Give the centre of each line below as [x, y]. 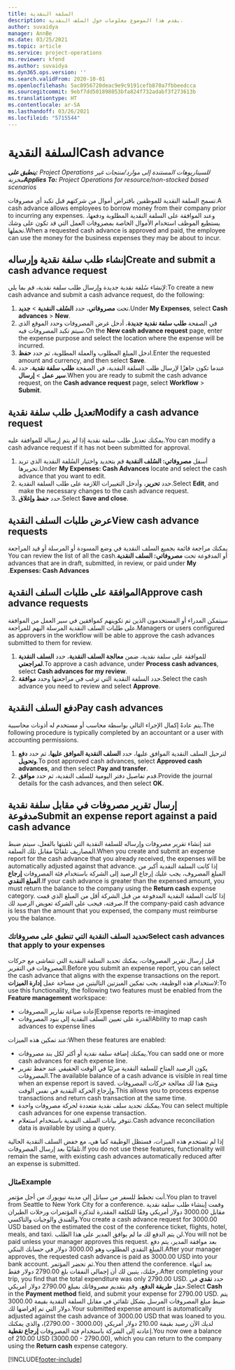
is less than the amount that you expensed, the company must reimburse [113, 911]
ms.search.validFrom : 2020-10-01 [57, 79]
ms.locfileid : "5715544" [44, 118]
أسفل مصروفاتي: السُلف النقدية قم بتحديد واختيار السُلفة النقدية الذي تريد [113, 461]
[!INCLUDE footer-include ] [45, 1359]
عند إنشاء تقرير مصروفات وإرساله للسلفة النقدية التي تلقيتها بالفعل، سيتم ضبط [110, 844]
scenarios [22, 187]
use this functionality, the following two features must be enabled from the [115, 990]
